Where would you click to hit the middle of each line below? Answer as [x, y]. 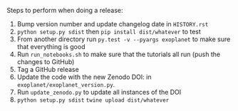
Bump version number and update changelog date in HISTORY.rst [113, 24]
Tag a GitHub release [48, 69]
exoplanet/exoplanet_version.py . [66, 84]
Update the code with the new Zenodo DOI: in [84, 77]
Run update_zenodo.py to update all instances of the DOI [99, 92]
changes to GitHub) [46, 62]
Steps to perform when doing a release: [65, 10]
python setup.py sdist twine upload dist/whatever [93, 100]
